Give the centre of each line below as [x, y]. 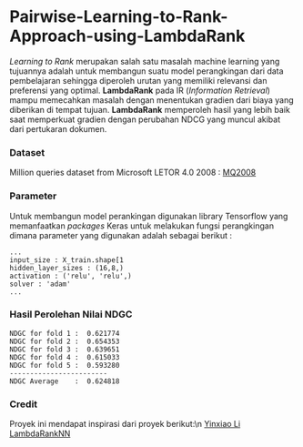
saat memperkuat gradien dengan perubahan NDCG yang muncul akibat [145, 119]
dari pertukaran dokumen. [58, 128]
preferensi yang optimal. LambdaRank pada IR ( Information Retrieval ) [140, 90]
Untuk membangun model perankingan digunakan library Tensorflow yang [149, 216]
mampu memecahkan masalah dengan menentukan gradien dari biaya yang [151, 100]
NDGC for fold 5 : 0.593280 [65, 365]
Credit [24, 404]
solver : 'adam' [40, 284]
